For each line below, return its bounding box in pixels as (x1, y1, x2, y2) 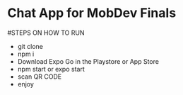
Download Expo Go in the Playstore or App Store (17, 57, 159, 65)
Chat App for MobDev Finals (7, 5, 177, 21)
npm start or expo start (17, 65, 85, 73)
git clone (17, 42, 44, 50)
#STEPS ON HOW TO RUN (7, 28, 85, 37)
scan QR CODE (17, 72, 62, 81)
